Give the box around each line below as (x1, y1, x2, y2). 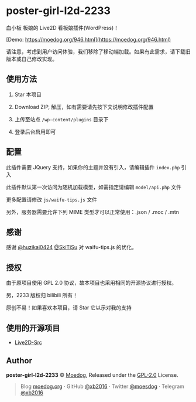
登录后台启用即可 (14, 128, 56, 135)
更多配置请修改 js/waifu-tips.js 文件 (6, 196, 98, 203)
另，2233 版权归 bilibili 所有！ (6, 292, 78, 299)
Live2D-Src (14, 339, 42, 346)
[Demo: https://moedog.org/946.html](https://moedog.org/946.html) (6, 36, 171, 43)
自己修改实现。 (21, 55, 57, 62)
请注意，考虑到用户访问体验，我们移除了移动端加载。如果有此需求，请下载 (6, 48, 185, 55)
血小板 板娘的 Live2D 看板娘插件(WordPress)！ (6, 24, 119, 31)
